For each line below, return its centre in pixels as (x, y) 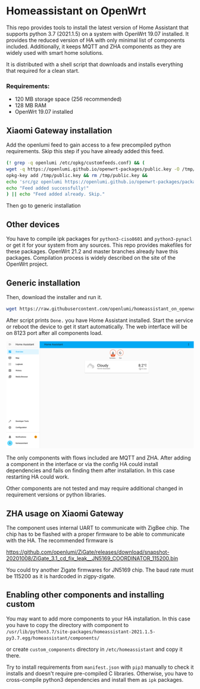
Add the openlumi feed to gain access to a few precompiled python (89, 145)
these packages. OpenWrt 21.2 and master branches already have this (92, 252)
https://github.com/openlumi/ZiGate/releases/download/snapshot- (88, 552)
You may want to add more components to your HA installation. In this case (98, 619)
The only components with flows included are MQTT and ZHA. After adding (99, 458)
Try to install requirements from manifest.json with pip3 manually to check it (100, 667)
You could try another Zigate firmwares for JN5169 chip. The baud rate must (100, 570)
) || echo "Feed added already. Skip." (56, 194)
